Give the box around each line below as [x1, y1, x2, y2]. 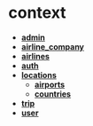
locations [20, 69, 57, 80]
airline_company [20, 41, 85, 51]
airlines [20, 51, 50, 61]
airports [34, 79, 66, 90]
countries [34, 88, 72, 99]
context [8, 3, 67, 23]
